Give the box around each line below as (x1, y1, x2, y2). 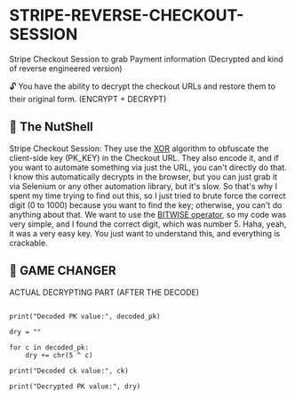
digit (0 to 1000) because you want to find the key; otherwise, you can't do (9, 199, 283, 210)
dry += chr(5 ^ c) (25, 350, 93, 360)
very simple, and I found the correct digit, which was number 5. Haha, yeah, (9, 219, 287, 229)
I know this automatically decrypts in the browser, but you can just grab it (9, 171, 278, 182)
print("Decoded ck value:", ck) (9, 366, 129, 375)
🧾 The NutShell (9, 119, 93, 134)
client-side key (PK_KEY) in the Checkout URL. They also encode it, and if (9, 152, 279, 163)
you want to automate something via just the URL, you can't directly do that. (9, 162, 287, 172)
